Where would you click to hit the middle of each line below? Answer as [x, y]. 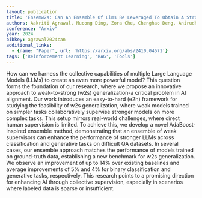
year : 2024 [20, 34]
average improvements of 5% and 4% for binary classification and [88, 169]
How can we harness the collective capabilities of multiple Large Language [99, 73]
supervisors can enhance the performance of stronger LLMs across [90, 137]
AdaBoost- [182, 124]
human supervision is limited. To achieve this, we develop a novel [87, 124]
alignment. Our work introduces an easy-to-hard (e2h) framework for [92, 99]
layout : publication [32, 12]
